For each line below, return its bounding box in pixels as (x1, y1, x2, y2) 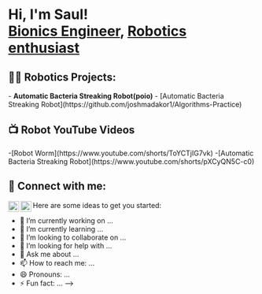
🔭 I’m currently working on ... (19, 215, 113, 225)
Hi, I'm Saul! (8, 6, 89, 24)
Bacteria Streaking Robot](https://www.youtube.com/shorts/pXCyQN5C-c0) (8, 156, 255, 166)
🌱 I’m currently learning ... (19, 224, 104, 233)
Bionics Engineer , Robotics (8, 22, 187, 40)
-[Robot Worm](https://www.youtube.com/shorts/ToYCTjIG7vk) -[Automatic (8, 148, 254, 158)
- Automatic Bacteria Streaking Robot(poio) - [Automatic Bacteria (8, 91, 224, 100)
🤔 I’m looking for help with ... (19, 240, 113, 250)
